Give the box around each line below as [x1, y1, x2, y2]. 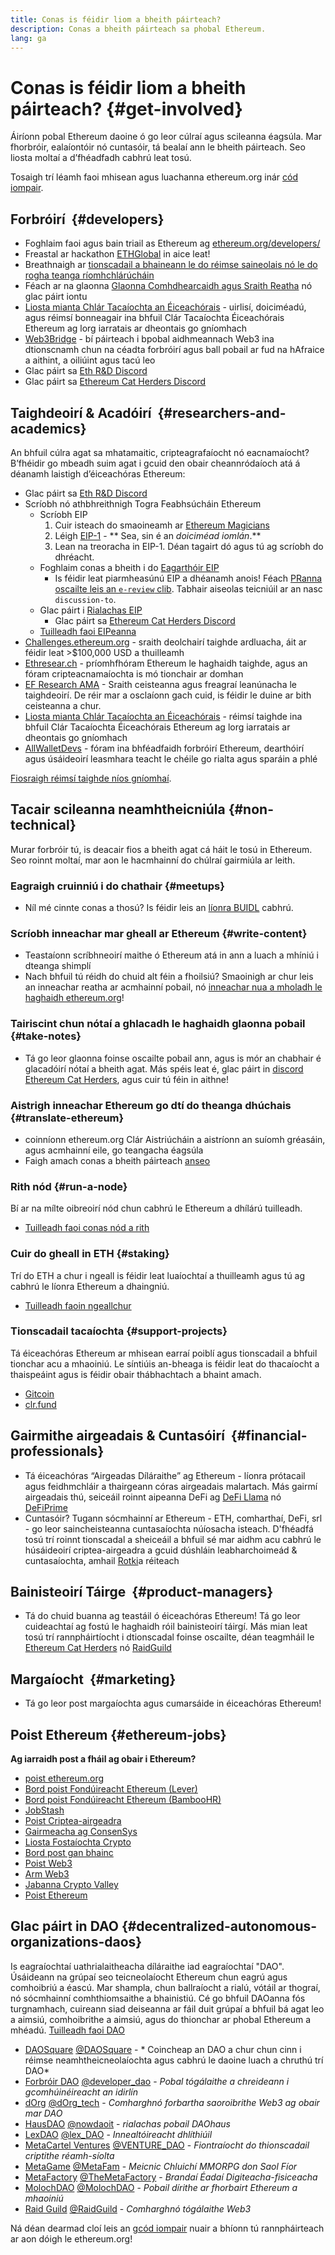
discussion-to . [54, 593, 117, 605]
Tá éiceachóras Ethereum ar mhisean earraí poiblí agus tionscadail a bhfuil [10, 1347, 318, 1359]
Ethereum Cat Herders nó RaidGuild [24, 1642, 172, 1654]
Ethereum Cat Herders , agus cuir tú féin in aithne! [24, 1073, 229, 1085]
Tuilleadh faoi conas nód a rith [24, 1222, 150, 1234]
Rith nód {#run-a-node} [10, 1179, 128, 1193]
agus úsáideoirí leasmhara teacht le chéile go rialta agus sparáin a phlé [24, 752, 318, 765]
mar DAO [24, 2107, 63, 2119]
